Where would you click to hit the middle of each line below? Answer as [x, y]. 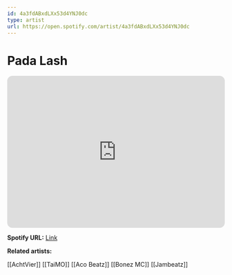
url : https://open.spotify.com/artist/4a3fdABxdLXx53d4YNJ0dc [98, 26]
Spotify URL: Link [32, 238]
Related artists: [30, 251]
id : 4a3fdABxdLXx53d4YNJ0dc [48, 13]
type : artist [26, 20]
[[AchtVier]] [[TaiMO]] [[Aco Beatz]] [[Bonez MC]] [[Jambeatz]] [98, 265]
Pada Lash [37, 60]
